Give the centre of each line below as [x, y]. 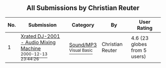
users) [138, 56]
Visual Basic [81, 50]
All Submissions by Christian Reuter [83, 8]
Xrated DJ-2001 [40, 36]
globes [139, 44]
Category [83, 25]
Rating [145, 28]
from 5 [139, 50]
